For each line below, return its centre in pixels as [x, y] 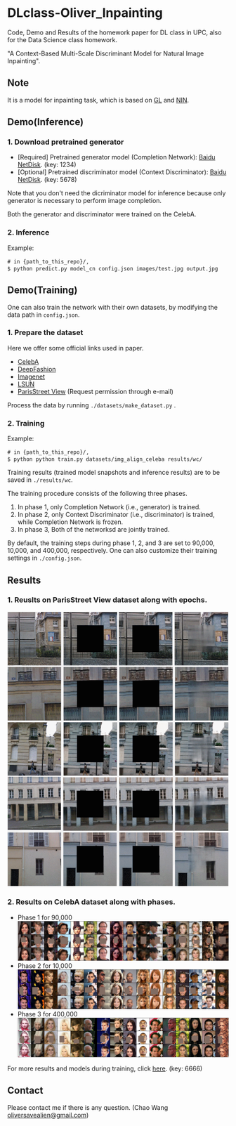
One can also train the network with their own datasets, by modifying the [112, 307]
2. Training [26, 423]
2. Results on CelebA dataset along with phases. [91, 902]
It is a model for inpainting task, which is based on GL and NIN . [98, 100]
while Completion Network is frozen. [70, 522]
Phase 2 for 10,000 [45, 965]
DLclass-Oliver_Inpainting [85, 13]
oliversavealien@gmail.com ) [48, 1115]
